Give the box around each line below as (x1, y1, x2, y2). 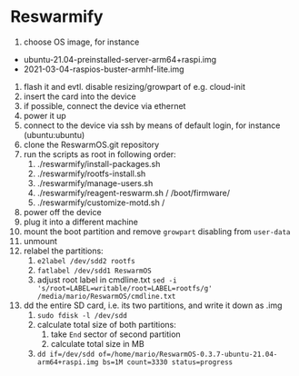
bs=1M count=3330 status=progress (102, 357, 234, 367)
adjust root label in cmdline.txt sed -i (36, 274, 177, 285)
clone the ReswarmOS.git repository (23, 139, 160, 150)
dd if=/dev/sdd (36, 350, 95, 359)
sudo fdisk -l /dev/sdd (36, 311, 128, 320)
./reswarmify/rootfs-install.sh (36, 168, 146, 179)
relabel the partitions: (23, 245, 104, 256)
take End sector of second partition (50, 329, 181, 340)
